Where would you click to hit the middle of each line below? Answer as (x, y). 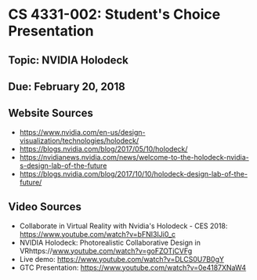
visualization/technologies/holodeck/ (79, 140)
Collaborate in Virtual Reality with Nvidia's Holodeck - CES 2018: (123, 226)
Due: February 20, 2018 (67, 87)
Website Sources (51, 113)
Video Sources (45, 207)
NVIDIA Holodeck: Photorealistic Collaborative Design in (110, 242)
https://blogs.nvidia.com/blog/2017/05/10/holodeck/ (103, 149)
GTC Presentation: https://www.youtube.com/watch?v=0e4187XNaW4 (133, 267)
